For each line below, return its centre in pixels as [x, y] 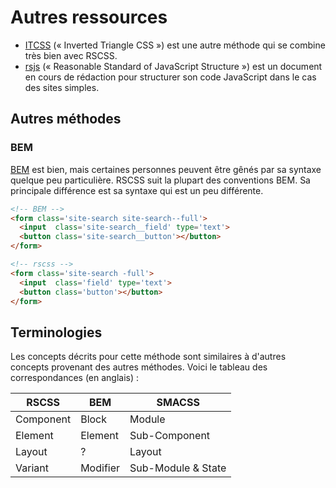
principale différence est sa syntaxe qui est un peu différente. [137, 190]
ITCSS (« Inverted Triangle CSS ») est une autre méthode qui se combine [175, 45]
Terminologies [56, 332]
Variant [32, 468]
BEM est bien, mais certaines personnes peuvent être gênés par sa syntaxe [166, 169]
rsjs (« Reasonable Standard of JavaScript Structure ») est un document [173, 66]
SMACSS [178, 403]
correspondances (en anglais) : [75, 378]
